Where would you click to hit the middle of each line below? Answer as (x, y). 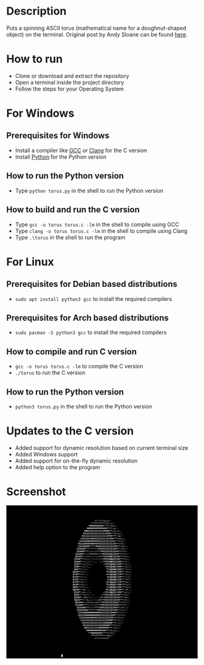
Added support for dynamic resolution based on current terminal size (101, 447)
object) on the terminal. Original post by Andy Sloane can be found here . (97, 34)
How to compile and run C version (72, 352)
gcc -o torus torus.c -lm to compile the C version (79, 367)
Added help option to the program (57, 467)
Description (36, 11)
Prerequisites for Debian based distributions (92, 284)
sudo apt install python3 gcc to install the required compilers (93, 298)
